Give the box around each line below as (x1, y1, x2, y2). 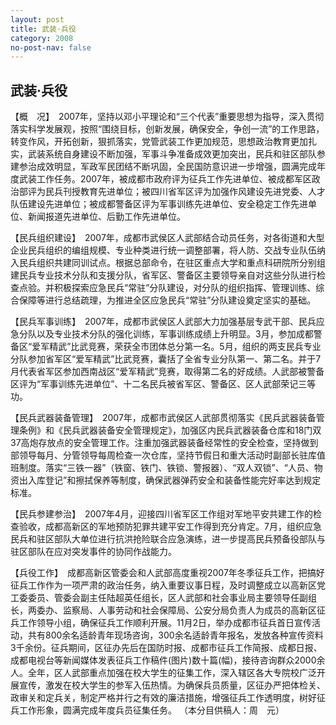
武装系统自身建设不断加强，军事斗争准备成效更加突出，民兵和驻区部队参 (27, 148, 326, 160)
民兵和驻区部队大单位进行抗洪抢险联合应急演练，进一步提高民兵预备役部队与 (10, 533, 326, 545)
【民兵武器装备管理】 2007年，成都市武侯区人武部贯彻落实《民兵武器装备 (10, 412, 317, 424)
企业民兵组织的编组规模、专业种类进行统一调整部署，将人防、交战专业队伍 (10, 244, 317, 256)
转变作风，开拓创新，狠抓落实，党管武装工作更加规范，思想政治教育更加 (10, 136, 308, 148)
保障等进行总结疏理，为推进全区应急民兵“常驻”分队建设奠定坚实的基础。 (18, 294, 317, 306)
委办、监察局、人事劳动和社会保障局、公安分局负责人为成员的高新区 (36, 604, 317, 616)
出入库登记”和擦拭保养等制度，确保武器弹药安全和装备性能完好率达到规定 (18, 474, 322, 486)
